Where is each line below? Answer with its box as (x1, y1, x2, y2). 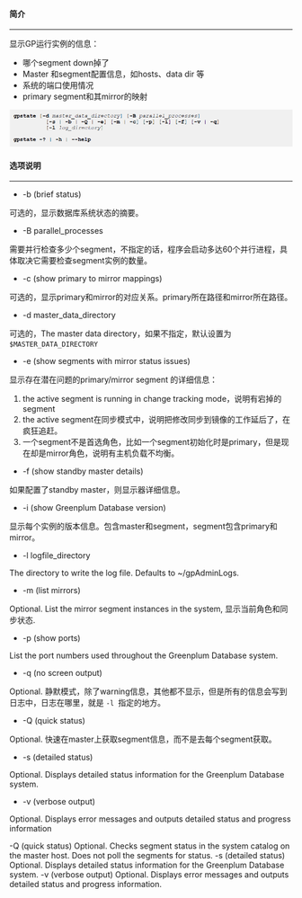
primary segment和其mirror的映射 (22, 91, 148, 102)
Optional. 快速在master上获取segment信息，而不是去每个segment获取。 (9, 734, 277, 745)
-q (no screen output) (22, 668, 103, 679)
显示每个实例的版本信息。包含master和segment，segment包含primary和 (9, 521, 279, 532)
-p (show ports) (22, 633, 81, 644)
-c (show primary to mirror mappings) (22, 273, 163, 284)
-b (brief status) (22, 189, 82, 200)
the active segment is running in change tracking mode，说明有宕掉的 (22, 394, 282, 405)
